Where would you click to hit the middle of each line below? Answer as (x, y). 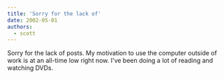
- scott (25, 33)
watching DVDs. (30, 68)
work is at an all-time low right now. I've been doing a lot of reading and (110, 61)
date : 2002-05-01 (32, 20)
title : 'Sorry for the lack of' (54, 14)
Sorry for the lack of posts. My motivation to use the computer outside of (112, 53)
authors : (20, 27)
